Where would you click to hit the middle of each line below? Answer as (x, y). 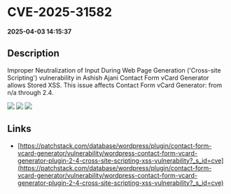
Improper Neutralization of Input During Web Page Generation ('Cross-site (114, 70)
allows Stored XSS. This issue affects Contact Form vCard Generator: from (115, 85)
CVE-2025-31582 (60, 12)
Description (33, 53)
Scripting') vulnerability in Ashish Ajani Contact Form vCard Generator (108, 77)
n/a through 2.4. (30, 92)
